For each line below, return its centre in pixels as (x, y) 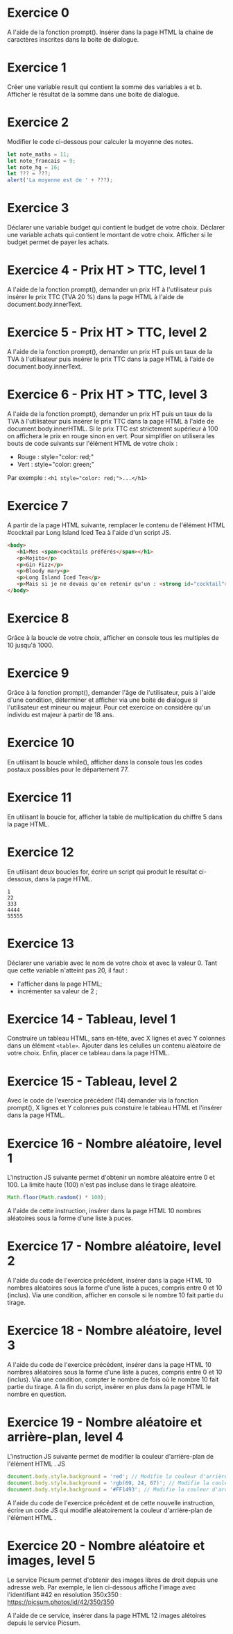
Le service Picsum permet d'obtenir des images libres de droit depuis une (113, 1580)
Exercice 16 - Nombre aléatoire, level (114, 1143)
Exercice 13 (41, 943)
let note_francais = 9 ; (42, 161)
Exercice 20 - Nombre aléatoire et (106, 1545)
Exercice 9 (38, 673)
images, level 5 (51, 1560)
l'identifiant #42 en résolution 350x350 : (65, 1594)
